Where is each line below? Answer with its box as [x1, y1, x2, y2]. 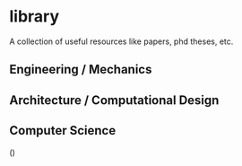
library [9, 6, 60, 27]
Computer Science [9, 123, 117, 138]
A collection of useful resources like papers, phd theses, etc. [9, 36, 234, 47]
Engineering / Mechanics [9, 62, 152, 77]
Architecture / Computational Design [9, 92, 220, 108]
